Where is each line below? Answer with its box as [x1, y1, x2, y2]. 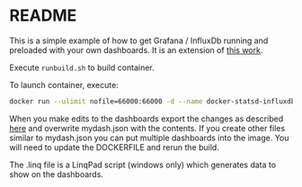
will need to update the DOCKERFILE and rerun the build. [9, 141, 220, 153]
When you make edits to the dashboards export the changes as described [9, 113, 284, 124]
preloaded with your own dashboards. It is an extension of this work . [9, 44, 263, 55]
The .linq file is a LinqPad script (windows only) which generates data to [9, 159, 277, 170]
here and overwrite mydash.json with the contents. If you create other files [9, 122, 286, 133]
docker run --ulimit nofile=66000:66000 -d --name [9, 96, 203, 106]
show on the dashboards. [9, 168, 103, 180]
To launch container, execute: [9, 79, 119, 90]
